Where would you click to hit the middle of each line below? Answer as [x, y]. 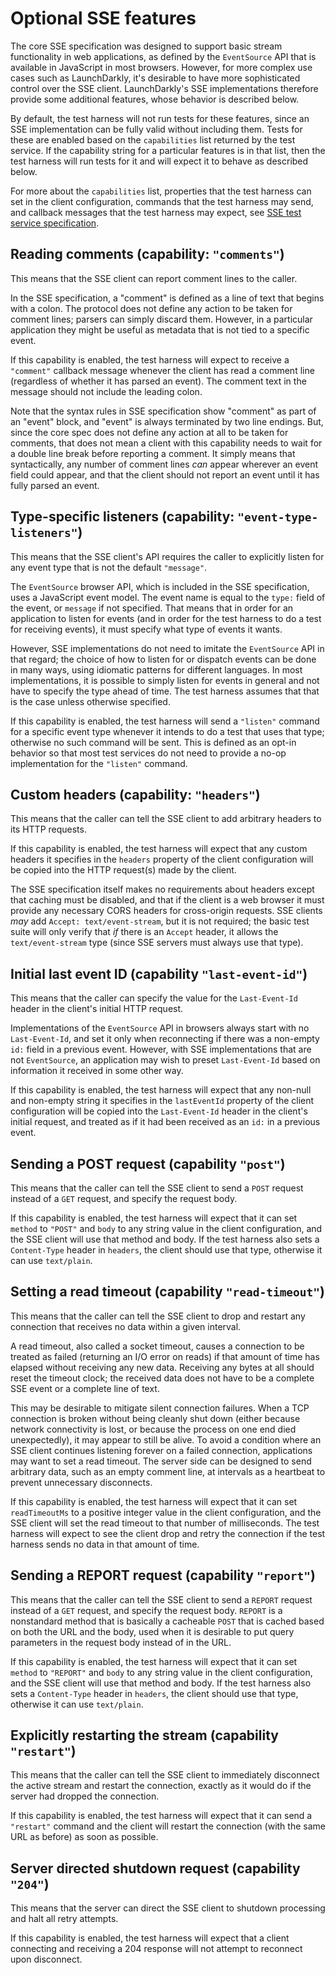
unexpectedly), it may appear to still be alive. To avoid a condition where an [166, 1439]
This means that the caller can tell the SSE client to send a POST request [157, 1188]
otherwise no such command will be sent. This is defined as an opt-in [153, 742]
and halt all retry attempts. [64, 1919]
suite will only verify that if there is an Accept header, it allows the [144, 932]
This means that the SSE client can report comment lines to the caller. [154, 278]
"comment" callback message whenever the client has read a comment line [162, 370]
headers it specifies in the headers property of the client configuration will [162, 859]
